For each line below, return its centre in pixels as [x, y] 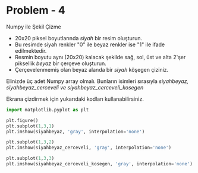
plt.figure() [22, 120]
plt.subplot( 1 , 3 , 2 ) [30, 142]
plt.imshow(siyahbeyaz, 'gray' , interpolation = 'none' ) [76, 132]
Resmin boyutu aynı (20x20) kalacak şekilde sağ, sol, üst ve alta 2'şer [100, 57]
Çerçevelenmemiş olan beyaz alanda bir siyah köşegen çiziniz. [92, 69]
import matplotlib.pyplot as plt [48, 110]
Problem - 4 [36, 10]
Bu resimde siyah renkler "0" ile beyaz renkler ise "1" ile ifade [90, 44]
